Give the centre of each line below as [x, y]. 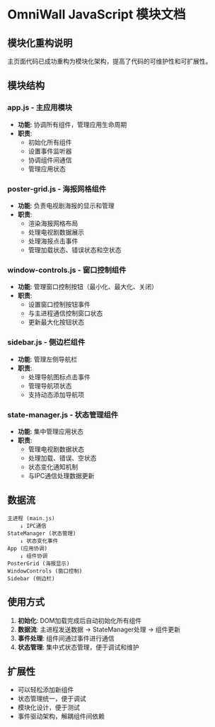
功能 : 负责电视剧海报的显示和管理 [66, 205]
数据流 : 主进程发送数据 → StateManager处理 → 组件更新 [99, 629]
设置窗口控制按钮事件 [59, 305]
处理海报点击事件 [53, 241]
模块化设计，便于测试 [48, 708]
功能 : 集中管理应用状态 [50, 431]
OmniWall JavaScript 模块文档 [97, 15]
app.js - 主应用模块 [40, 108]
